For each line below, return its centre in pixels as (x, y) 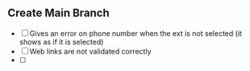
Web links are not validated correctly (90, 51)
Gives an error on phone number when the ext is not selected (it (136, 33)
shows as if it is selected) (61, 41)
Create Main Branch (58, 13)
